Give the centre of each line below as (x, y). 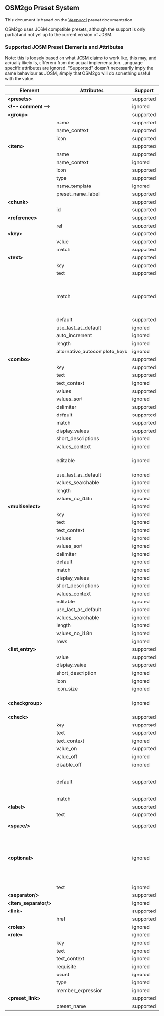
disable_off (69, 765)
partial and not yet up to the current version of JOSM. (59, 34)
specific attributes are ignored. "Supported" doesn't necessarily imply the (79, 68)
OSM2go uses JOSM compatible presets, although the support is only (75, 29)
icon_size (67, 689)
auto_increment (74, 335)
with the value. (20, 79)
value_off (67, 757)
